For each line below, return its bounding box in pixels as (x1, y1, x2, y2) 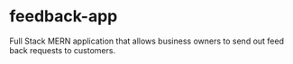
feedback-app (9, 6, 118, 27)
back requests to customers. (9, 44, 115, 55)
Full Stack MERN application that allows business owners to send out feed (9, 36, 284, 46)
